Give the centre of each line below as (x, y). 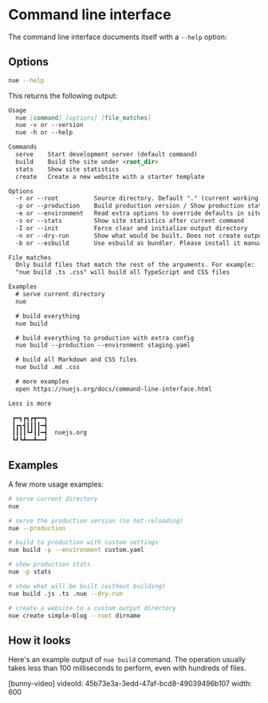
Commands (23, 147)
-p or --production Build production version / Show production (130, 206)
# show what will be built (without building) (87, 586)
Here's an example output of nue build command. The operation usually (127, 660)
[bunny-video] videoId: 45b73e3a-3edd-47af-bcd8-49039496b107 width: (130, 684)
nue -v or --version (49, 125)
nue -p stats (30, 572)
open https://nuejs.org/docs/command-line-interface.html (114, 389)
